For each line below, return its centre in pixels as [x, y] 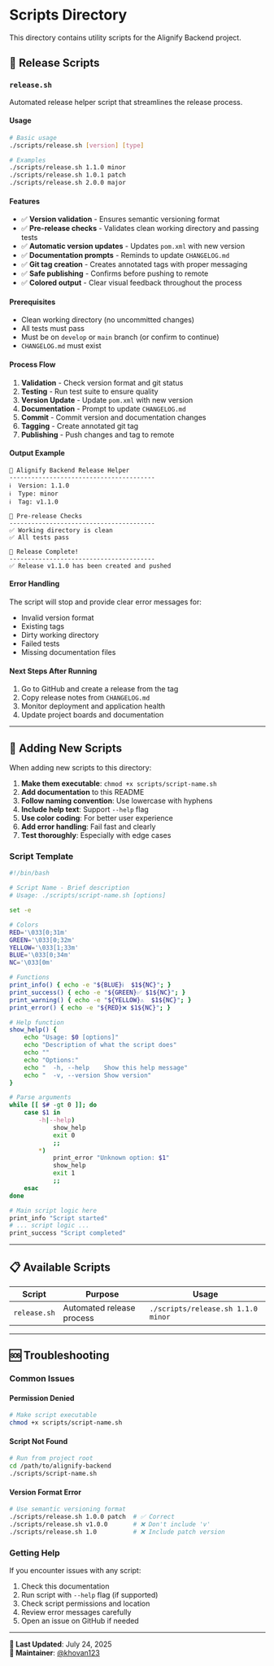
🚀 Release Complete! [44, 552]
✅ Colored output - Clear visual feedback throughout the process [131, 283]
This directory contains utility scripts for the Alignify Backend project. [126, 37]
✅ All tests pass [39, 537]
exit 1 [64, 1173]
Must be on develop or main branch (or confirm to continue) [120, 337]
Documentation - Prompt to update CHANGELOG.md [103, 408]
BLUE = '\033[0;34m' [40, 955]
